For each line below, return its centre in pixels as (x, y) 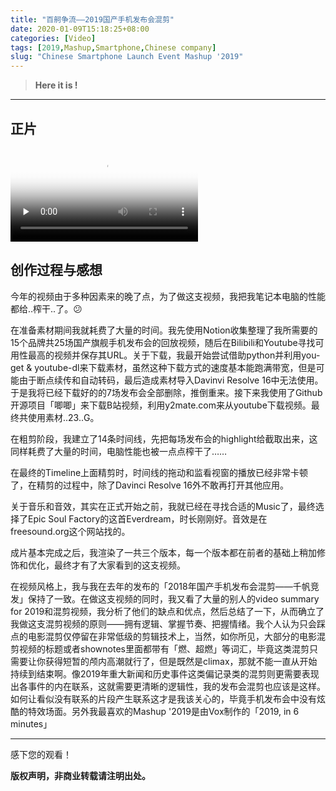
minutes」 (31, 723)
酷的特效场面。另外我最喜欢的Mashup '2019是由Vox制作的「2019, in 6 (155, 711)
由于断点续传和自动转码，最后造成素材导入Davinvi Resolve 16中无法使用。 (171, 380)
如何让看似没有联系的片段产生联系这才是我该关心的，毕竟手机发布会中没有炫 (168, 698)
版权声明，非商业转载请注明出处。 (80, 775)
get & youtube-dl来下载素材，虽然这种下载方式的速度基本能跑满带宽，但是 (163, 367)
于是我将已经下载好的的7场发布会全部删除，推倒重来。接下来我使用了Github (166, 392)
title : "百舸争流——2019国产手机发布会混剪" (92, 19)
